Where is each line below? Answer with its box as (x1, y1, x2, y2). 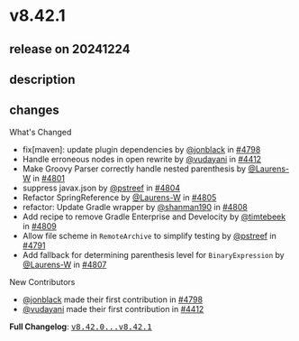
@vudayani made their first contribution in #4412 (22, 303, 204, 314)
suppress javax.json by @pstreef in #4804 (22, 182, 181, 193)
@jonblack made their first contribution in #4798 (22, 294, 204, 305)
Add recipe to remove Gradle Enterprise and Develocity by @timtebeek (22, 211, 286, 222)
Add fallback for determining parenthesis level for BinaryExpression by (22, 249, 285, 260)
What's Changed (9, 126, 72, 137)
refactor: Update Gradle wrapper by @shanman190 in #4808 (22, 201, 248, 212)
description (9, 71, 76, 87)
